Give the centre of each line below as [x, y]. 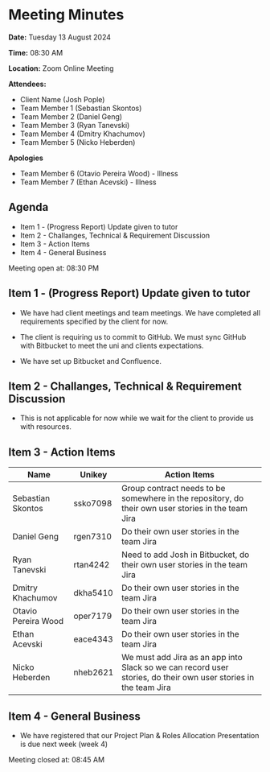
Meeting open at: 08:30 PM [54, 268]
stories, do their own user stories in [188, 678]
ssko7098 [93, 503]
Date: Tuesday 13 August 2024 [59, 37]
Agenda [29, 207]
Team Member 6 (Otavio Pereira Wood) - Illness [99, 173]
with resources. [46, 427]
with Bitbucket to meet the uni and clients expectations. [112, 345]
